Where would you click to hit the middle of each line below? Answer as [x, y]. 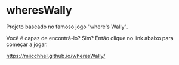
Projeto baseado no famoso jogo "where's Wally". [67, 27]
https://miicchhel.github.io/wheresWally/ [56, 56]
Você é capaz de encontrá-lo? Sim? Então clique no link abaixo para [90, 38]
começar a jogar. [27, 44]
